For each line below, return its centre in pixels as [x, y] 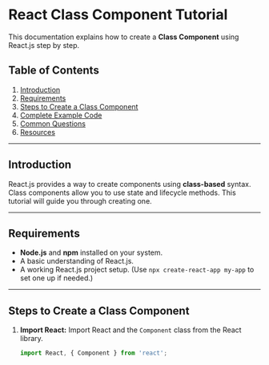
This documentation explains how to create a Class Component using [124, 37]
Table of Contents [54, 71]
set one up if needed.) [56, 278]
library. [32, 339]
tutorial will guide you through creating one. [80, 200]
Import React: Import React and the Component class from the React [130, 330]
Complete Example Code [61, 115]
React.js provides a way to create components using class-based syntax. [130, 184]
